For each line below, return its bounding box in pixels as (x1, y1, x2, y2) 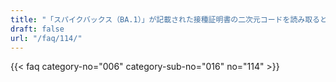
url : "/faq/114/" (10, 33, 83, 43)
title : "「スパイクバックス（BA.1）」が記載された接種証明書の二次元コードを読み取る (10, 14, 320, 25)
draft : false (10, 24, 65, 34)
